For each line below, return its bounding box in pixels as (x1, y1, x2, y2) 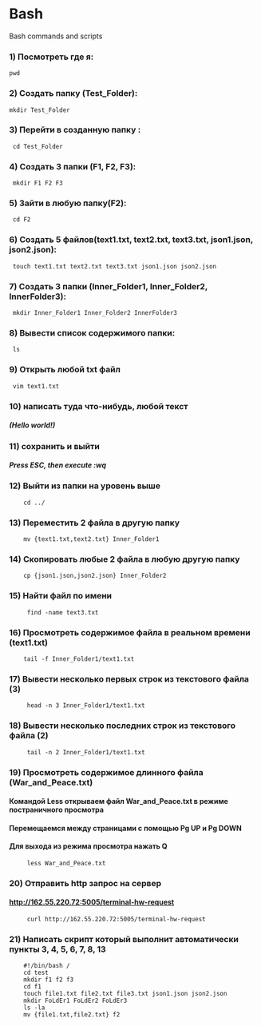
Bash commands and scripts (9, 31, 103, 41)
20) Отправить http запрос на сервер (9, 877, 162, 889)
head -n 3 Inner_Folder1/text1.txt (26, 702, 146, 710)
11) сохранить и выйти (9, 440, 101, 451)
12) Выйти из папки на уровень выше (9, 480, 160, 491)
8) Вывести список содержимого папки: (9, 327, 176, 338)
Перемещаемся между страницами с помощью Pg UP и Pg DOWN (9, 823, 242, 833)
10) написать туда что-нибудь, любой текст (9, 400, 188, 412)
